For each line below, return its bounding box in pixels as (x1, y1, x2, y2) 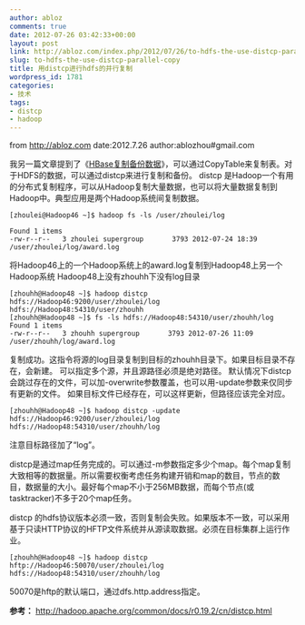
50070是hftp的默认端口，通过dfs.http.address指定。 (9, 586, 206, 597)
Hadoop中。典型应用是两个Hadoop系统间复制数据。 (9, 193, 204, 204)
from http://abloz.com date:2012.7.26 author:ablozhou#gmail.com (9, 140, 255, 151)
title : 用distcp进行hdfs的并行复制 (9, 65, 133, 74)
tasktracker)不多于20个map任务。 (9, 493, 137, 504)
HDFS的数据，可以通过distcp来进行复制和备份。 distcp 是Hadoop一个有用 (16, 170, 294, 181)
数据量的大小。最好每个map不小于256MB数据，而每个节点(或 (25, 481, 255, 492)
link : (9, 47, 30, 56)
